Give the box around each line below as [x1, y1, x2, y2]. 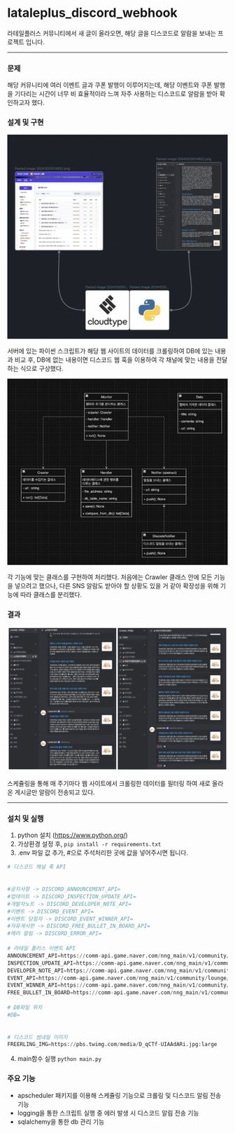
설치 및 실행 [7, 814, 44, 824]
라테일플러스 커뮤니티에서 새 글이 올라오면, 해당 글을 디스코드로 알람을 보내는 [7, 29, 217, 37]
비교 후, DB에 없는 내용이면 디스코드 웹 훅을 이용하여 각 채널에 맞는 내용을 [14, 355, 215, 364]
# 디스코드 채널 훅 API [7, 864, 66, 871]
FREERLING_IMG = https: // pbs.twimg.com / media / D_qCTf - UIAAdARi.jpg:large [7, 1041, 218, 1048]
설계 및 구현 [7, 118, 44, 128]
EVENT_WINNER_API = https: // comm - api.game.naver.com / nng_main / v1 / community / [7, 982, 230, 989]
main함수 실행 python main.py [17, 1054, 102, 1063]
